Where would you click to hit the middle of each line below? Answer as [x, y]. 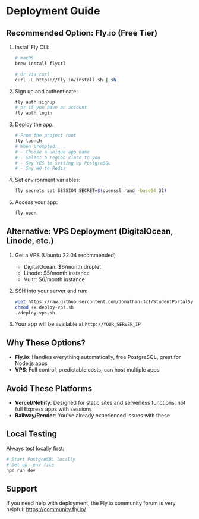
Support [22, 489]
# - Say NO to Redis [40, 169]
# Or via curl [32, 74]
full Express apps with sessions [53, 409]
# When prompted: [36, 146]
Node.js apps [31, 363]
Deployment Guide [53, 11]
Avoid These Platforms [49, 389]
